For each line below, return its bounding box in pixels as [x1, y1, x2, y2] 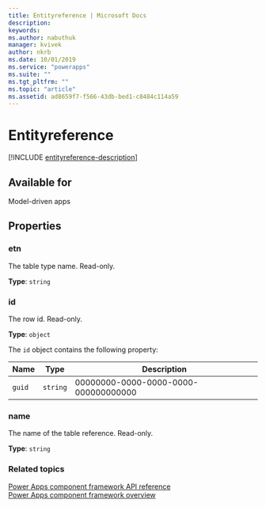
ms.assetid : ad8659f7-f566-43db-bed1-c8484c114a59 [8, 93, 179, 100]
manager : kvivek [8, 41, 62, 49]
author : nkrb [8, 48, 51, 56]
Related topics [8, 463, 65, 475]
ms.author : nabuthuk [8, 33, 77, 42]
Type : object [8, 329, 51, 339]
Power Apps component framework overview [8, 490, 156, 499]
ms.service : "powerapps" [8, 63, 90, 71]
